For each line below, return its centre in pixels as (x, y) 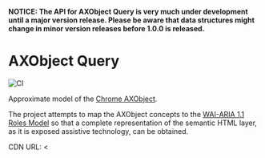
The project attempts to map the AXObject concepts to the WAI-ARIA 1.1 (126, 114)
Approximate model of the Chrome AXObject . (83, 99)
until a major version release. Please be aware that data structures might (131, 20)
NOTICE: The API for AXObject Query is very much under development (128, 12)
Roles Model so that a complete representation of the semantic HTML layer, (133, 123)
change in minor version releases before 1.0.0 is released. (106, 28)
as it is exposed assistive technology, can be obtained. (98, 131)
